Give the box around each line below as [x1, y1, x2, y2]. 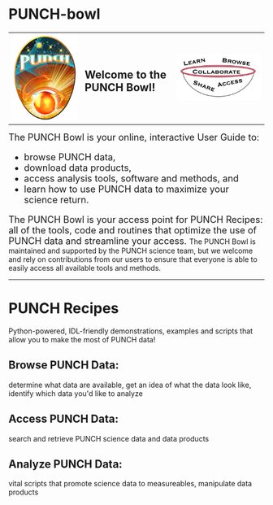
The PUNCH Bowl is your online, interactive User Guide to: [8, 132, 260, 143]
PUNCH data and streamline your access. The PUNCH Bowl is [8, 235, 256, 247]
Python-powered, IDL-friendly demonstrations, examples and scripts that [8, 326, 253, 336]
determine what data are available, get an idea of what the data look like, [8, 380, 252, 390]
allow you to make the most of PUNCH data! [8, 335, 156, 344]
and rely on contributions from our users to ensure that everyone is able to [8, 255, 258, 264]
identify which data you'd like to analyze [8, 388, 144, 398]
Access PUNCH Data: [8, 412, 119, 426]
